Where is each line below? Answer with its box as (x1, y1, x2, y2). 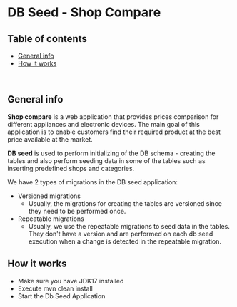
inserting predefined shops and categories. (7, 164, 135, 172)
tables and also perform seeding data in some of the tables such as (7, 156, 206, 165)
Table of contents (7, 33, 87, 45)
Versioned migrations (17, 192, 81, 200)
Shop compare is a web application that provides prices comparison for (7, 112, 219, 121)
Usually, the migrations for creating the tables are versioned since (28, 199, 223, 207)
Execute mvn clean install (17, 284, 93, 293)
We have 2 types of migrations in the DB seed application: (7, 177, 178, 186)
